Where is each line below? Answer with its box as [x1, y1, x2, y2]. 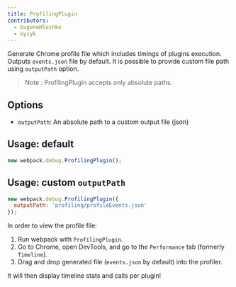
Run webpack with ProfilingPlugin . [17, 235, 123, 244]
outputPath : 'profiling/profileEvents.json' [13, 202, 147, 209]
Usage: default [7, 138, 74, 150]
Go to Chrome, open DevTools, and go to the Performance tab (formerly [17, 242, 225, 252]
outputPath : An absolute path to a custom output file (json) [17, 118, 189, 126]
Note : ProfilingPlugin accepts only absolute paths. [24, 79, 173, 87]
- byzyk [13, 30, 37, 38]
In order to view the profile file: [7, 221, 97, 230]
